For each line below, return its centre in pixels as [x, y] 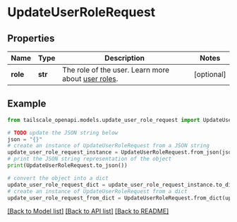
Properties [31, 38]
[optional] [210, 74]
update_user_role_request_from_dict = [64, 198]
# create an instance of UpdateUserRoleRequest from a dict [98, 191]
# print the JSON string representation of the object [90, 159]
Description [125, 58]
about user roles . [90, 79]
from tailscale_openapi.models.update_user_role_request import [104, 120]
